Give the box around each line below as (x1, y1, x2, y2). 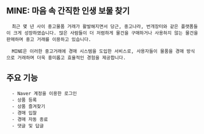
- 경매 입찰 (12, 110, 37, 116)
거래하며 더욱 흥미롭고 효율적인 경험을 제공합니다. (17, 54, 126, 61)
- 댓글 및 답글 (12, 122, 44, 129)
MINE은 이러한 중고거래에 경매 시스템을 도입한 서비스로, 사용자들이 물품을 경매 (12, 48, 184, 54)
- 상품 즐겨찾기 (12, 103, 46, 110)
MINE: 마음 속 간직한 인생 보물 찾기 (6, 5, 130, 16)
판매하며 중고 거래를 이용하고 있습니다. (6, 36, 92, 43)
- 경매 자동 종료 (12, 116, 48, 122)
